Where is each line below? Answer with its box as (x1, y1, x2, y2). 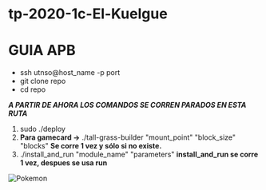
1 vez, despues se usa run (19, 158, 108, 168)
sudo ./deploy (19, 125, 66, 134)
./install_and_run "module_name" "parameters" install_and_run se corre (19, 149, 259, 160)
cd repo (19, 85, 46, 94)
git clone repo (19, 77, 66, 86)
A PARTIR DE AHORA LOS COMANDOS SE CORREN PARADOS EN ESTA (8, 101, 247, 110)
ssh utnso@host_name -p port (19, 68, 121, 77)
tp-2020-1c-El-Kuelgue (8, 5, 168, 23)
